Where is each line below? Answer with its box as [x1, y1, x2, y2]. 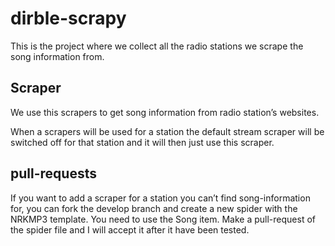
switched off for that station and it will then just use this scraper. [10, 136, 275, 148]
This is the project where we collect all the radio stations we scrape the [10, 40, 304, 52]
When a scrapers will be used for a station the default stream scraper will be [10, 125, 325, 137]
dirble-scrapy [10, 7, 127, 30]
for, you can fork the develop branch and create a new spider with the [10, 202, 298, 214]
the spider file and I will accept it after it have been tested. [10, 223, 250, 236]
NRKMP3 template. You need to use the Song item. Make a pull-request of [10, 213, 316, 225]
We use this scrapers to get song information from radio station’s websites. [10, 106, 320, 118]
